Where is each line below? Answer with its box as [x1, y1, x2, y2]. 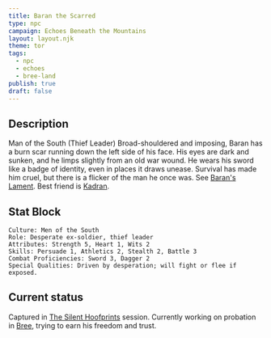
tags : [8, 49, 27, 57]
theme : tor [8, 42, 45, 50]
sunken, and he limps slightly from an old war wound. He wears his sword [8, 155, 255, 166]
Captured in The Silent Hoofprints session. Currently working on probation [8, 312, 256, 322]
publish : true [8, 79, 57, 87]
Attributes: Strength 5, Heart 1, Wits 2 [8, 240, 150, 248]
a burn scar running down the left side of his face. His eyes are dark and [8, 147, 249, 157]
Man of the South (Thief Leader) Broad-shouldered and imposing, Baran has [8, 138, 263, 148]
